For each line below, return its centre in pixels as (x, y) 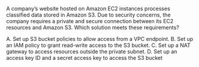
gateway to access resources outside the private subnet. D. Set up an (92, 52)
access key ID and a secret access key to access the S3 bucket (85, 58)
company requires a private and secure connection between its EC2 (90, 21)
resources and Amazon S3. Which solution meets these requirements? (93, 27)
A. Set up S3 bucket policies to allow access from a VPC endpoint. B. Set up (100, 39)
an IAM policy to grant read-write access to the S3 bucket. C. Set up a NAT (99, 45)
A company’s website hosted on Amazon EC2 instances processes (88, 9)
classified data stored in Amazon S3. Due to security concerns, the (88, 15)
